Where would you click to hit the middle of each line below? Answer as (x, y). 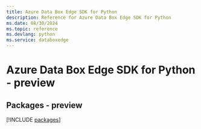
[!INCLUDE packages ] (33, 120)
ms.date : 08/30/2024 (32, 23)
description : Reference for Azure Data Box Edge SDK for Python (89, 18)
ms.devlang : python (31, 35)
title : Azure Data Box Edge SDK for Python (62, 12)
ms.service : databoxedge (37, 40)
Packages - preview (44, 105)
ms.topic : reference (32, 29)
